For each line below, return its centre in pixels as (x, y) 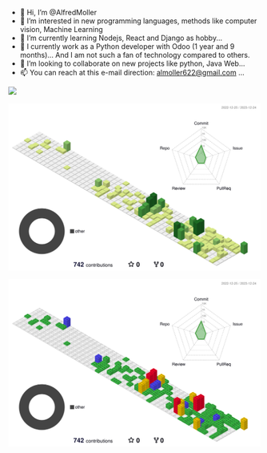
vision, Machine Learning (62, 29)
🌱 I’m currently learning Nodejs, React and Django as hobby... (121, 38)
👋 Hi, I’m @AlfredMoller (58, 12)
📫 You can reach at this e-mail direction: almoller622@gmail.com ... (132, 73)
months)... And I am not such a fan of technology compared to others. (135, 55)
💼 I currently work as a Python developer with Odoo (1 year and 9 (127, 47)
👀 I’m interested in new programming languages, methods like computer (138, 21)
